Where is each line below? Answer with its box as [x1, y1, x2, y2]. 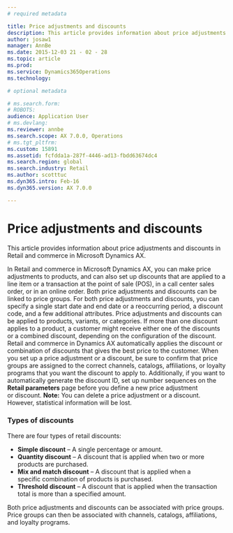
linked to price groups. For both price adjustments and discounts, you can [7, 294, 220, 302]
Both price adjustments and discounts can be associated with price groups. [7, 503, 225, 511]
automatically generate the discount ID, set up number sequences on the [7, 376, 217, 384]
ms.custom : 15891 [7, 145, 58, 152]
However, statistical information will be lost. [7, 398, 133, 407]
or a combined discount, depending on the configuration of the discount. [7, 331, 217, 339]
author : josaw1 [7, 36, 52, 43]
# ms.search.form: [7, 100, 61, 107]
